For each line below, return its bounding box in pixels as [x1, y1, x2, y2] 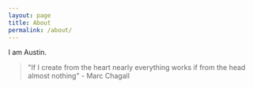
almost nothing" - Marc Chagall [27, 71, 130, 81]
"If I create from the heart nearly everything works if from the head [27, 63, 246, 72]
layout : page [8, 11, 51, 20]
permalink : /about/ [8, 26, 73, 34]
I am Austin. [8, 48, 47, 57]
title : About [8, 19, 51, 27]
